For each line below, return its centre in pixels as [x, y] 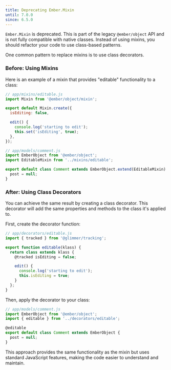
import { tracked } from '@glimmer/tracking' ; [56, 238]
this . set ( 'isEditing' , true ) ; [47, 132]
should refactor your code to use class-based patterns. [63, 45]
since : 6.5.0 [19, 19]
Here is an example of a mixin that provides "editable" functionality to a [80, 79]
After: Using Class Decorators [43, 192]
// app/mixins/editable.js [34, 94]
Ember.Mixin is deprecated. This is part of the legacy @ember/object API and [85, 34]
